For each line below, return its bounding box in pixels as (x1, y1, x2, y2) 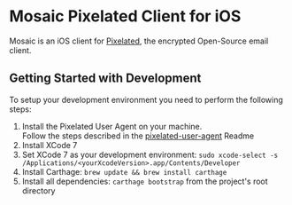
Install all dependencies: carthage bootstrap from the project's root (21, 176, 268, 186)
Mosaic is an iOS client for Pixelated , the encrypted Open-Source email (9, 35, 269, 46)
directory (21, 185, 56, 196)
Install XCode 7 (21, 139, 78, 150)
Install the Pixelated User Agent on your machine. (21, 121, 203, 131)
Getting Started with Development (9, 71, 202, 86)
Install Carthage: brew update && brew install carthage (21, 166, 227, 177)
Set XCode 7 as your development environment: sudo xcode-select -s (21, 149, 279, 160)
